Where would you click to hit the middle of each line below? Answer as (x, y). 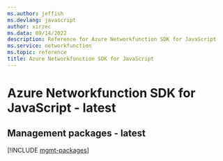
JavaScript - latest (62, 108)
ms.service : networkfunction (49, 46)
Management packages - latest (77, 134)
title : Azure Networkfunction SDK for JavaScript (81, 59)
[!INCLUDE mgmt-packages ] (48, 150)
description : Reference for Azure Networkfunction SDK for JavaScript (112, 40)
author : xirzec (29, 26)
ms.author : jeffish (36, 14)
